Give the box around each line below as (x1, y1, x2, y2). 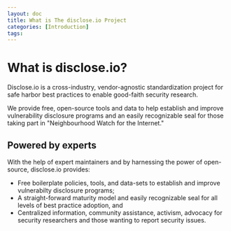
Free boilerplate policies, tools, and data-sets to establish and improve (17, 179, 220, 187)
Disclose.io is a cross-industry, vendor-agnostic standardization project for (7, 83, 224, 92)
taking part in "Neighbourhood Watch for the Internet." (7, 119, 164, 127)
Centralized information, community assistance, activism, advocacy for (17, 209, 223, 217)
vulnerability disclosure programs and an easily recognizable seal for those (7, 111, 224, 120)
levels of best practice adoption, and (17, 201, 124, 209)
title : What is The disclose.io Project (7, 17, 127, 24)
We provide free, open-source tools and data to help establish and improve (7, 104, 224, 113)
